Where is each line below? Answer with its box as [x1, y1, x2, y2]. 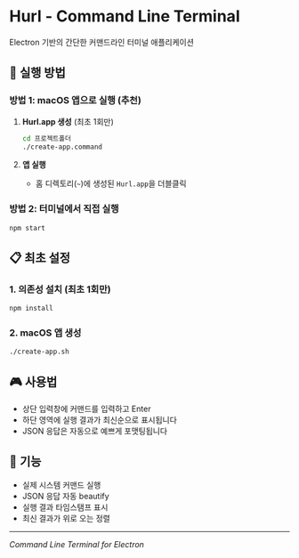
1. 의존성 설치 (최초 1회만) [9, 283, 111, 295]
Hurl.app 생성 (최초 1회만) [21, 116, 114, 126]
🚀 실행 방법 [9, 65, 67, 81]
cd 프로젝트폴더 [21, 133, 71, 143]
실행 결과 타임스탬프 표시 [21, 501, 109, 513]
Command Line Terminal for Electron [9, 538, 145, 549]
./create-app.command [21, 142, 102, 151]
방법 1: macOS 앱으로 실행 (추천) [9, 94, 142, 107]
